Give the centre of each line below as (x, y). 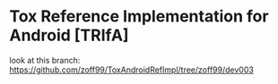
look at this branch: (45, 60)
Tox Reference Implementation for (139, 17)
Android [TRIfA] (69, 35)
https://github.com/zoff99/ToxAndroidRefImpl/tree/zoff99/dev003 (131, 70)
